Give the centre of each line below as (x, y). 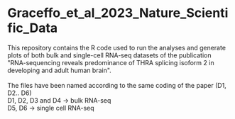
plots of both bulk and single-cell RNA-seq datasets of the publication (109, 55)
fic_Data (33, 28)
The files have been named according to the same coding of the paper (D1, (117, 85)
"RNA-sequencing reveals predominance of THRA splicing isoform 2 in (111, 62)
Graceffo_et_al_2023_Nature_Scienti (118, 13)
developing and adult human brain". (59, 70)
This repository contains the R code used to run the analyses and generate (116, 47)
